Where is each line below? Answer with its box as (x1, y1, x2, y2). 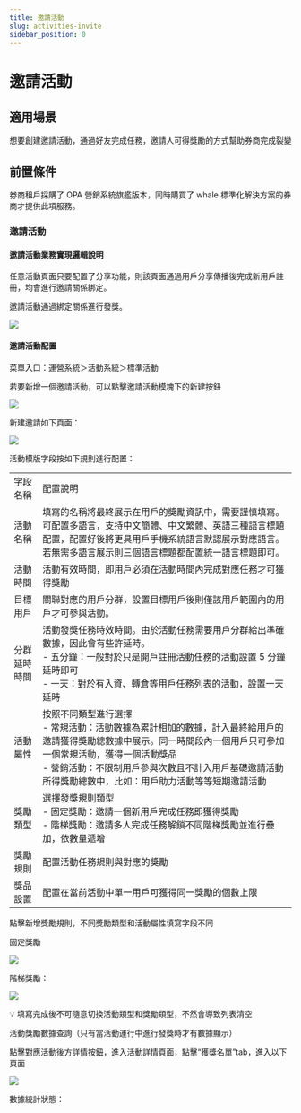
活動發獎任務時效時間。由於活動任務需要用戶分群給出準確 (42, 623, 285, 635)
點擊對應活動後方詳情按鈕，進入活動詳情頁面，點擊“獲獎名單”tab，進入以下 (9, 1047, 288, 1057)
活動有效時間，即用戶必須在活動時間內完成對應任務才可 (42, 563, 276, 575)
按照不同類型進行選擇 (42, 707, 133, 720)
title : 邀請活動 (9, 13, 64, 22)
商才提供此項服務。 (9, 201, 81, 212)
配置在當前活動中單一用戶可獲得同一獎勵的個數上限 (42, 886, 258, 898)
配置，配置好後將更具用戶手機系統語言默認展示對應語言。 (42, 532, 285, 545)
